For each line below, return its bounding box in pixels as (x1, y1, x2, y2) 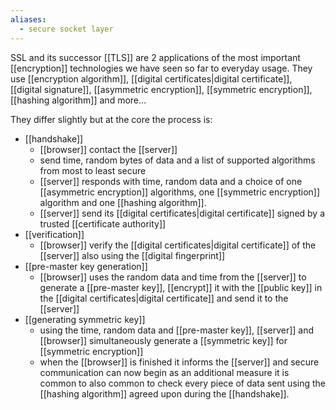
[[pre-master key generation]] (24, 260, 148, 272)
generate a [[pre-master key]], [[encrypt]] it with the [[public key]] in (39, 281, 323, 293)
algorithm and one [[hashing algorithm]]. (39, 196, 207, 208)
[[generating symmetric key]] (24, 313, 146, 325)
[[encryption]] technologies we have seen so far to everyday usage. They (10, 62, 313, 74)
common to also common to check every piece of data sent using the (39, 377, 326, 389)
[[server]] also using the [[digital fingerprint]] (39, 249, 226, 261)
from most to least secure (39, 164, 147, 176)
